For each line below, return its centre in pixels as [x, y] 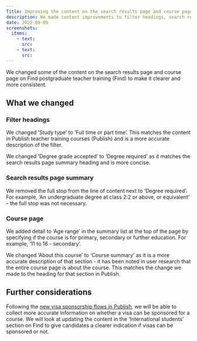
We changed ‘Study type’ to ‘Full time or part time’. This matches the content [98, 132]
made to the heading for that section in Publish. [63, 273]
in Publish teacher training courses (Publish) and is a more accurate [88, 139]
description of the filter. [34, 145]
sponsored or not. [28, 331]
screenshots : [22, 28]
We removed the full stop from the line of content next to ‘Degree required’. [97, 190]
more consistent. [26, 84]
